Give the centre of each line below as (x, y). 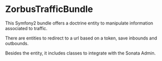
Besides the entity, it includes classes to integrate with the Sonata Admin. (81, 53)
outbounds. (17, 43)
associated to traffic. (26, 28)
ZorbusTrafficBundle (49, 9)
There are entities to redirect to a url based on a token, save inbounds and (81, 38)
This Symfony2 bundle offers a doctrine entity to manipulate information (79, 23)
